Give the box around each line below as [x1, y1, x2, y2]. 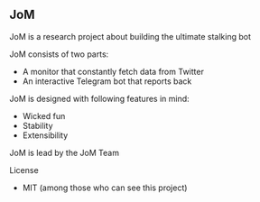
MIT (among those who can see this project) [22, 182, 188, 193]
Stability [22, 120, 53, 131]
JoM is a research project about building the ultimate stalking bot [9, 31, 251, 41]
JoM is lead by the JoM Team [9, 147, 120, 158]
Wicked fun [22, 110, 66, 121]
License [9, 164, 39, 175]
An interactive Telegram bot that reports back [22, 76, 192, 87]
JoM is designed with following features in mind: [9, 93, 190, 104]
